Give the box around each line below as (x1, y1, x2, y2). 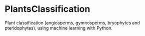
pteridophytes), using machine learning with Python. (4, 25, 113, 31)
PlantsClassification (4, 3, 90, 15)
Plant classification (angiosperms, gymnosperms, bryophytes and (4, 20, 140, 26)
